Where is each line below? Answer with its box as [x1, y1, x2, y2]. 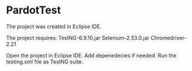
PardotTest [6, 4, 61, 17]
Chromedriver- [150, 34, 187, 41]
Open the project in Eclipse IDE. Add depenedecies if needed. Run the [6, 52, 177, 59]
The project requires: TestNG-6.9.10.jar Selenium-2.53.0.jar [6, 34, 149, 41]
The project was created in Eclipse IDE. [6, 23, 102, 30]
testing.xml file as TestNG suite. [6, 58, 84, 65]
